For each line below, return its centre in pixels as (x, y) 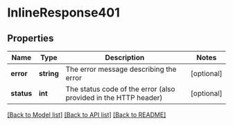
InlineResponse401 (63, 13)
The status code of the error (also (120, 89)
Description (125, 58)
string (49, 74)
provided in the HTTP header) (114, 98)
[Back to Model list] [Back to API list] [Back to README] (87, 115)
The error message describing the (121, 69)
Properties (31, 38)
